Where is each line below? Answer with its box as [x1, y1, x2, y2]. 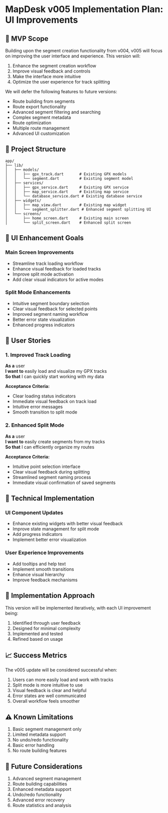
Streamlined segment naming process [12, 474, 91, 480]
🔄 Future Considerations [5, 762, 83, 771]
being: [5, 610, 19, 616]
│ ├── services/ [5, 180, 44, 185]
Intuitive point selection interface [12, 463, 81, 469]
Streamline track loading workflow [12, 260, 84, 266]
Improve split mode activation [12, 271, 74, 277]
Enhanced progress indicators [12, 321, 75, 328]
